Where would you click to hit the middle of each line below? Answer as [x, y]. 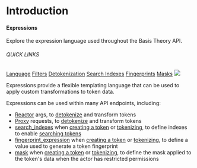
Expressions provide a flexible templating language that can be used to [93, 85]
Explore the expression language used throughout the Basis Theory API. [94, 41]
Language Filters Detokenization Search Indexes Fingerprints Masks [90, 74]
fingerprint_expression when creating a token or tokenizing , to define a [101, 140]
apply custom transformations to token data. [60, 91]
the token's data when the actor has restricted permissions [87, 159]
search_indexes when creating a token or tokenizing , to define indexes [101, 127]
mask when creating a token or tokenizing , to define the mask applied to [103, 152]
